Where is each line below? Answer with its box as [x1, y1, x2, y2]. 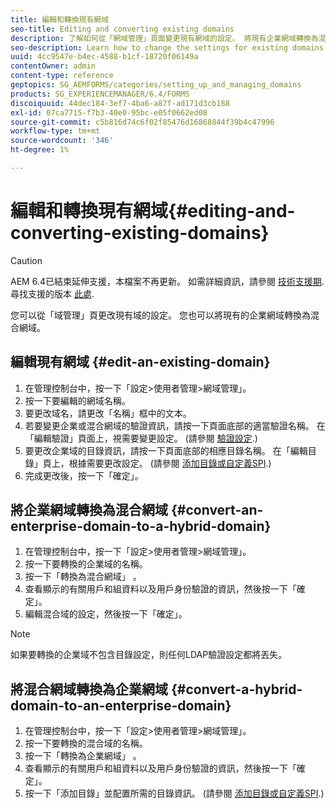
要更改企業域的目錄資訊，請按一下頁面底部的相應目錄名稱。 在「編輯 [24, 444, 308, 456]
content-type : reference [10, 71, 114, 81]
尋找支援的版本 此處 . [10, 287, 95, 300]
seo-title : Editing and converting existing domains [10, 24, 235, 34]
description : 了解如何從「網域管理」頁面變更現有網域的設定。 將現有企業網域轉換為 [10, 33, 319, 43]
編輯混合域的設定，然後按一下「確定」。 [24, 608, 188, 620]
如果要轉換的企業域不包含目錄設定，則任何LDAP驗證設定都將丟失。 [10, 649, 288, 661]
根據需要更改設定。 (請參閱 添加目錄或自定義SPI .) [68, 457, 272, 469]
